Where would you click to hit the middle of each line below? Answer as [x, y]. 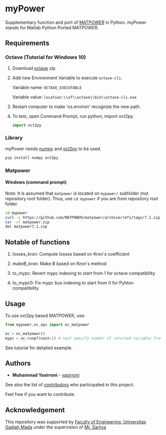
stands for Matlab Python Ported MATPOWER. [52, 27]
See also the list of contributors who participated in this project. [70, 385]
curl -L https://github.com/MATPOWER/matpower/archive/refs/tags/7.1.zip [83, 217]
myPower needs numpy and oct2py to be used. [53, 149]
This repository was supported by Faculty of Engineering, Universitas [76, 422]
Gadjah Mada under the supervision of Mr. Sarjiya [56, 427]
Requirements [27, 43]
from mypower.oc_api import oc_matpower [47, 325]
